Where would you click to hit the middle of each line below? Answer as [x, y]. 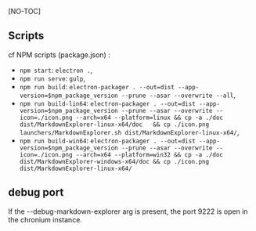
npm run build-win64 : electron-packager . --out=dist [107, 140]
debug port [36, 192]
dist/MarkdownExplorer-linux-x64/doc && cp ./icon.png [114, 125]
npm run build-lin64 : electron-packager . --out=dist [107, 103]
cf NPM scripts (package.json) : [59, 55]
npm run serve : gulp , [52, 78]
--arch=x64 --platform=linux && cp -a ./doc [150, 117]
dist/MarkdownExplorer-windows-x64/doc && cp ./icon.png [114, 161]
